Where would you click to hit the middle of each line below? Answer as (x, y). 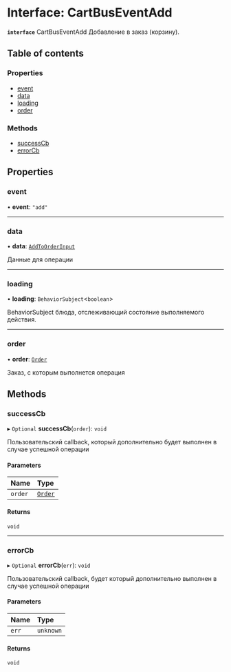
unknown (49, 631)
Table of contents (45, 53)
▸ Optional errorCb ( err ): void (49, 565)
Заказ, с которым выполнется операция (66, 372)
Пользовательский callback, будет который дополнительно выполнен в (112, 578)
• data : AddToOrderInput (41, 246)
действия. (22, 319)
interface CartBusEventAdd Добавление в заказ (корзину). (93, 32)
